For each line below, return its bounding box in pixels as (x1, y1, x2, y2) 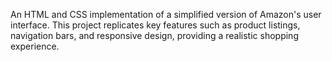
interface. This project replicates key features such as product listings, (10, 19, 301, 31)
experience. (10, 40, 60, 52)
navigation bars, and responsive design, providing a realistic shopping (10, 30, 299, 41)
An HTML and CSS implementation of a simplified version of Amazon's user (10, 9, 322, 20)
